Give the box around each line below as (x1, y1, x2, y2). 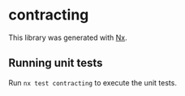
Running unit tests (8, 56, 103, 70)
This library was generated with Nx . (8, 33, 127, 42)
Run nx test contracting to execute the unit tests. (8, 77, 177, 87)
